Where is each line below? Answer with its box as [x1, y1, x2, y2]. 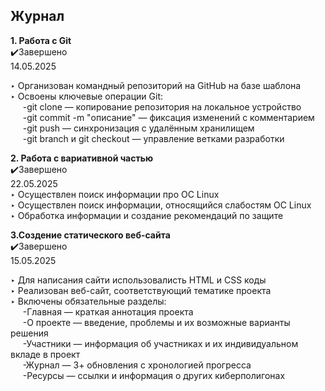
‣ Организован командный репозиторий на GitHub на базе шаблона [10, 79, 302, 91]
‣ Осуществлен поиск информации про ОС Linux [10, 188, 220, 200]
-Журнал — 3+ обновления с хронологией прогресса [22, 359, 252, 371]
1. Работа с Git [10, 34, 72, 46]
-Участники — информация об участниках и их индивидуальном [22, 337, 299, 349]
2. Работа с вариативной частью [10, 152, 154, 164]
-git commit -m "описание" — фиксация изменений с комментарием [22, 111, 315, 123]
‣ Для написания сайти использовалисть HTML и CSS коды [10, 274, 267, 286]
